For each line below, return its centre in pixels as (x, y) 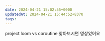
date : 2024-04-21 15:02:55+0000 (39, 10)
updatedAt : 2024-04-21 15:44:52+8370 (44, 14)
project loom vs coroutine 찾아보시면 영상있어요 (53, 34)
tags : (11, 19)
